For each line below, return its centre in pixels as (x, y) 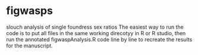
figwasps (30, 11)
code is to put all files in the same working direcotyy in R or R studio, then (96, 33)
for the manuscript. (30, 46)
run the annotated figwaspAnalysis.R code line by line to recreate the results (99, 39)
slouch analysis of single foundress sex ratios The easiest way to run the (95, 27)
